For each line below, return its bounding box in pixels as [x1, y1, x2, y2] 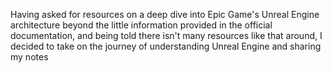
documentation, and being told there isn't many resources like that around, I [10, 30, 323, 41]
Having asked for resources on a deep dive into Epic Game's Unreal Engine [10, 9, 320, 20]
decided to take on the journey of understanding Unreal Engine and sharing [10, 40, 322, 52]
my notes [10, 51, 49, 63]
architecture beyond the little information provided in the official [10, 19, 273, 31]
